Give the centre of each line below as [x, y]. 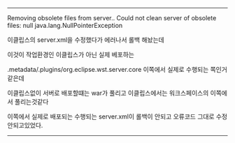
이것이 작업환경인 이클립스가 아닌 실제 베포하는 [71, 54]
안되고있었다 [24, 125]
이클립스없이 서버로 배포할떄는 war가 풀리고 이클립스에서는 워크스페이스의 [108, 93]
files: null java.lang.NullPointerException [65, 25]
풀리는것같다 [31, 101]
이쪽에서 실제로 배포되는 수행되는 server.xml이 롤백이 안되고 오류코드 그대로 [111, 116]
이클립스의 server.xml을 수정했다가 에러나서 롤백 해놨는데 [86, 40]
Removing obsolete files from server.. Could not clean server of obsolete [112, 18]
